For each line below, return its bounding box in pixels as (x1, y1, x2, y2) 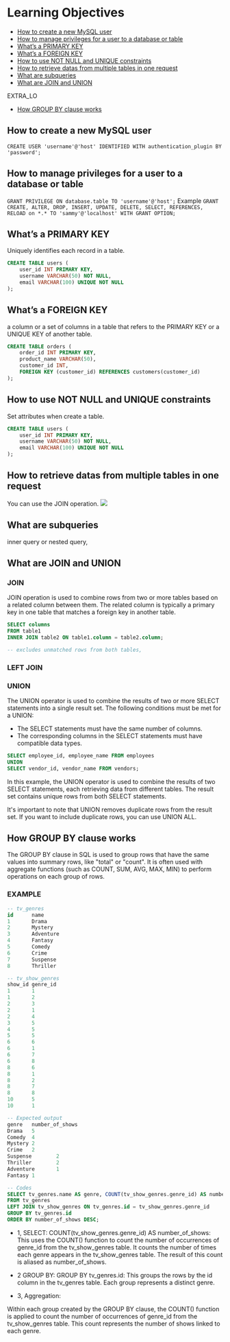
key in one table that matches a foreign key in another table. (7, 608, 177, 616)
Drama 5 (7, 1127, 36, 1134)
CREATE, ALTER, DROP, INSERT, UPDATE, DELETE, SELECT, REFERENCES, (7, 204, 204, 210)
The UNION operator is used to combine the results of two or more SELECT (7, 697, 220, 705)
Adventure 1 (7, 1165, 60, 1173)
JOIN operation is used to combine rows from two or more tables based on (7, 594, 218, 602)
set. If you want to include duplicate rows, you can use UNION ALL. (7, 812, 197, 820)
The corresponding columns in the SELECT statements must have (16, 732, 203, 740)
